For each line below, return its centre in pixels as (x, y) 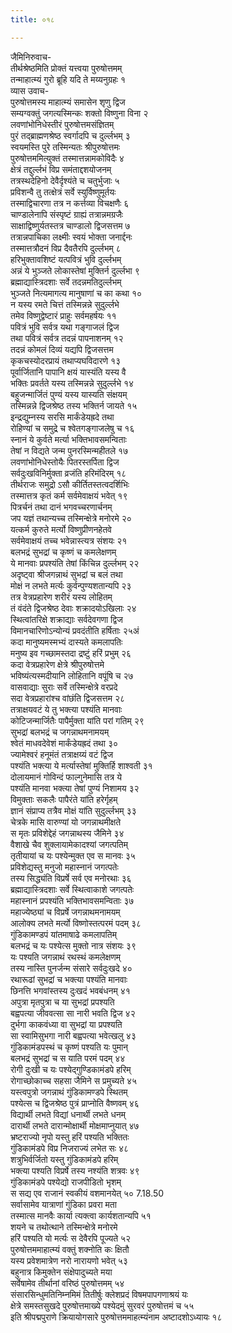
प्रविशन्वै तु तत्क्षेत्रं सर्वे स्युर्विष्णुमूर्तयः (63, 192)
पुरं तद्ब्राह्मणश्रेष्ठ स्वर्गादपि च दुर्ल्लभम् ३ (70, 135)
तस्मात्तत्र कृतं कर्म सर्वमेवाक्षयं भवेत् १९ (69, 495)
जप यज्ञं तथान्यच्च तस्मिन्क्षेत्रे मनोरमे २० (71, 518)
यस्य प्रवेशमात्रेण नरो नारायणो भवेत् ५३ (69, 1260)
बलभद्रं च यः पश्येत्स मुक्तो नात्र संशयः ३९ (73, 945)
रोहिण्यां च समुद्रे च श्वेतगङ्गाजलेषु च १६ (72, 428)
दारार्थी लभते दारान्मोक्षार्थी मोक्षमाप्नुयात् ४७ (75, 1125)
